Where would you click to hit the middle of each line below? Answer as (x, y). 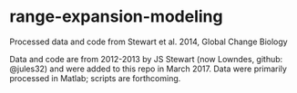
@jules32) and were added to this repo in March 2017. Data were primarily (148, 69)
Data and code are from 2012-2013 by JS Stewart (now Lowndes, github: (146, 59)
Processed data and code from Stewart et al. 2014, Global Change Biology (149, 42)
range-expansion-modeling (116, 17)
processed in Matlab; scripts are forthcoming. (95, 78)
